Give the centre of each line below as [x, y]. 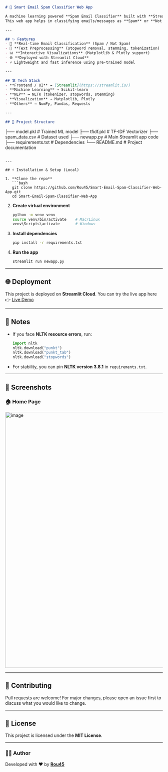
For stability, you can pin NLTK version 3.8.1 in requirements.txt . [79, 367]
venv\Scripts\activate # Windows [54, 224]
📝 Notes [18, 322]
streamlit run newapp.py [38, 262]
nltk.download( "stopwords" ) [41, 357]
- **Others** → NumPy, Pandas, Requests [48, 104]
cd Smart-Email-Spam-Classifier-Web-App [54, 196]
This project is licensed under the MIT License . [54, 735]
